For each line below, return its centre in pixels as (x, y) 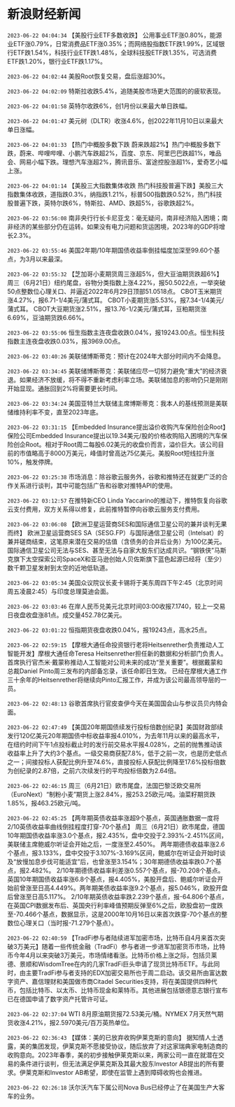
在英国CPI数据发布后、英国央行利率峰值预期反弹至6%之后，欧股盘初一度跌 (115, 905)
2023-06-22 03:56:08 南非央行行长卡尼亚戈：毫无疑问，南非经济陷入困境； (114, 218)
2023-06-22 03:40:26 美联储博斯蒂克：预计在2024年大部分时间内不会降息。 (116, 356)
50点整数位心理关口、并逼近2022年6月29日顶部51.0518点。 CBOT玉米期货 (115, 291)
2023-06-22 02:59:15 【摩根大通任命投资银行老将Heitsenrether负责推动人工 (116, 644)
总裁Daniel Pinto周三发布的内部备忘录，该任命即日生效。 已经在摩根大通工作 (117, 671)
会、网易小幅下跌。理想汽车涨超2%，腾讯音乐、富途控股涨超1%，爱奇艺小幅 (117, 162)
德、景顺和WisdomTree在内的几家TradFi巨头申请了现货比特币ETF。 (104, 964)
